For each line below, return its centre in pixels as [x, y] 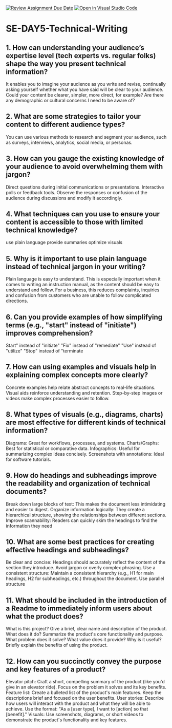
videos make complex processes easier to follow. [58, 398]
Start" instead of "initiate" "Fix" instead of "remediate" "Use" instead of [81, 346]
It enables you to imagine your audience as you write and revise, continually [86, 84]
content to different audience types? [66, 125]
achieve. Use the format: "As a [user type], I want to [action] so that [77, 708]
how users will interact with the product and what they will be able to [78, 703]
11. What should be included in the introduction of [86, 600]
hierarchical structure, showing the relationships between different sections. [86, 515]
